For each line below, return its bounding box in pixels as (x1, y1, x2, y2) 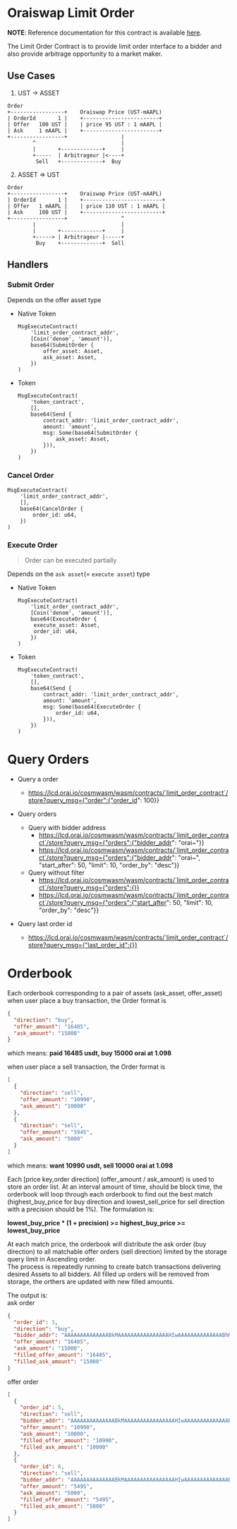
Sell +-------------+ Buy (35, 157, 121, 165)
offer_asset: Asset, (43, 348, 104, 355)
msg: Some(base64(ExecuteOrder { (43, 704, 141, 711)
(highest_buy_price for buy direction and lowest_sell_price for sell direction (7, 1197, 225, 1206)
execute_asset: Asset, (33, 622, 100, 629)
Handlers (7, 259, 49, 271)
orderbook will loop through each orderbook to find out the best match (7, 1189, 213, 1198)
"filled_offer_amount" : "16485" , (13, 1352, 112, 1359)
